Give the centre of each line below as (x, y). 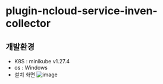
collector (28, 23)
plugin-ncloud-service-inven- (82, 11)
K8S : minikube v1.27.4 (42, 61)
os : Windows (31, 67)
